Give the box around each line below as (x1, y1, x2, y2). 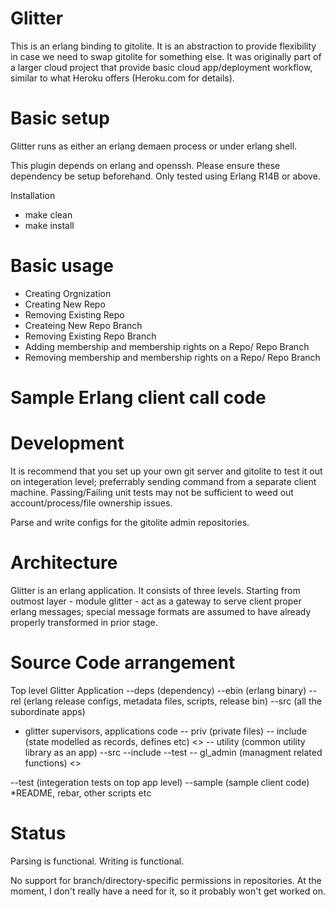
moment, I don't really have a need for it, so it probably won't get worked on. (10, 885, 326, 897)
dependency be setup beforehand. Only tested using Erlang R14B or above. (10, 170, 321, 182)
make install (24, 219, 75, 231)
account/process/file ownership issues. (10, 497, 173, 509)
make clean (24, 208, 73, 221)
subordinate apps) (10, 705, 86, 717)
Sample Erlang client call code (10, 387, 267, 409)
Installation (10, 189, 56, 201)
